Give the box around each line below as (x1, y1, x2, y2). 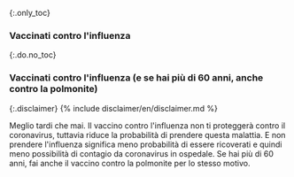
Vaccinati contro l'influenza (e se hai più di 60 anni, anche (9, 72, 264, 84)
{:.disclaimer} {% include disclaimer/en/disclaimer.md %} (9, 103, 219, 113)
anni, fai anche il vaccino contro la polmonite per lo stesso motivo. (9, 158, 251, 168)
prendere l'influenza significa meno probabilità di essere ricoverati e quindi (9, 139, 282, 150)
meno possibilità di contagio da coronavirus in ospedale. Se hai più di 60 (9, 148, 275, 158)
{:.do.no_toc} (9, 50, 57, 60)
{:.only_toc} (9, 8, 50, 18)
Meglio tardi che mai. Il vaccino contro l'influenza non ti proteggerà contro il (9, 119, 286, 131)
